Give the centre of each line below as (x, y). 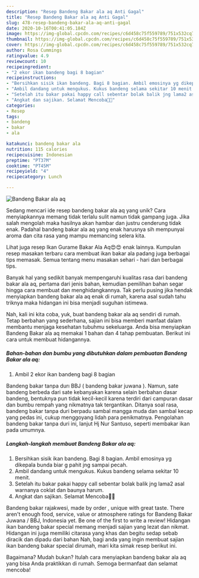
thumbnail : (20, 39)
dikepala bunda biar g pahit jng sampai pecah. (71, 465)
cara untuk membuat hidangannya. (49, 339)
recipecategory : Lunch (34, 177)
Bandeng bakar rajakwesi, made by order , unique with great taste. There (95, 507)
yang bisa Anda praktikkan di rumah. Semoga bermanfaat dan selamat (92, 563)
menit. (23, 477)
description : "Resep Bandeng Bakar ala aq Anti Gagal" (75, 12)
